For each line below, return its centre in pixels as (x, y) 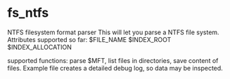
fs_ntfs (28, 13)
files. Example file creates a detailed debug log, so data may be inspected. (115, 68)
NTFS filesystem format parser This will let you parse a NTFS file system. (113, 32)
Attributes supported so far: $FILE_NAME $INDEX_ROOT (89, 39)
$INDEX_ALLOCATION (40, 47)
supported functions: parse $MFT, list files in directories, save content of (113, 60)
